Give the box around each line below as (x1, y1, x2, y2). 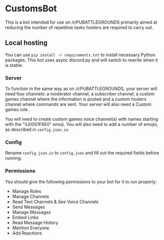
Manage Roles (12, 188, 42, 194)
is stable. (5, 62, 24, 68)
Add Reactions (12, 230, 42, 236)
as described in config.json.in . (5, 126, 70, 133)
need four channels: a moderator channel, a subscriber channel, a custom (5, 91, 155, 97)
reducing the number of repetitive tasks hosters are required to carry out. (5, 24, 154, 30)
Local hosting (5, 39, 48, 47)
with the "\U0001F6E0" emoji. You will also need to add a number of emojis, (5, 121, 159, 127)
